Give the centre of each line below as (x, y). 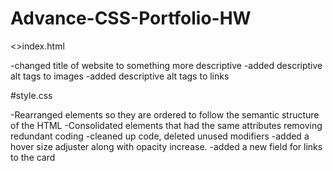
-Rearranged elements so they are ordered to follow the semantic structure (165, 114)
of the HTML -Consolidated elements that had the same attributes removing (166, 125)
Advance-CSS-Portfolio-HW (131, 18)
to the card (33, 157)
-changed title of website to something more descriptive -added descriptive (166, 65)
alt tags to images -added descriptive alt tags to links (120, 76)
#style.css (31, 95)
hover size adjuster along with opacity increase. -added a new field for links (166, 146)
